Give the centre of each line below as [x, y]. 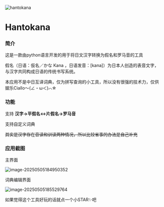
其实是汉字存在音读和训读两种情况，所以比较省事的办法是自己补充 [71, 134]
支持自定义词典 [20, 124]
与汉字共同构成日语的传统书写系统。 [41, 71]
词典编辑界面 [18, 180]
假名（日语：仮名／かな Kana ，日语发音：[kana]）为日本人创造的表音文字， [82, 66]
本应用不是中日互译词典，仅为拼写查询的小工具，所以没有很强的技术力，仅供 [82, 82]
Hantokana [28, 27]
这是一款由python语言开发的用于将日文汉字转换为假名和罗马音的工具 [74, 55]
